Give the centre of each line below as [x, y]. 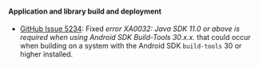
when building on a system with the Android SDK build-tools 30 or [131, 46]
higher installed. [46, 54]
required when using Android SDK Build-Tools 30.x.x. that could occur [135, 37]
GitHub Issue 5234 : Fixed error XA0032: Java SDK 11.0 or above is [129, 29]
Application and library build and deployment [85, 11]
